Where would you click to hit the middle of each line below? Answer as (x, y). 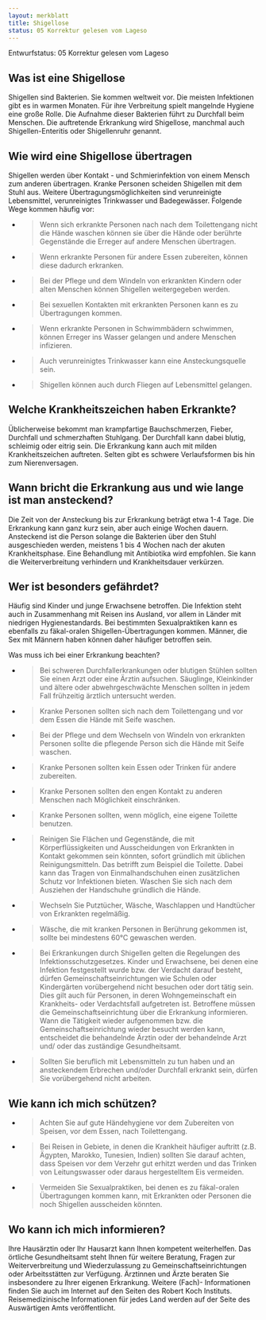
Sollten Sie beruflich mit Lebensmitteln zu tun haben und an (137, 1062)
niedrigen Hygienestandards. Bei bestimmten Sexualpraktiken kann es (123, 623)
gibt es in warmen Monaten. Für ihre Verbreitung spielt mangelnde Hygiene (131, 106)
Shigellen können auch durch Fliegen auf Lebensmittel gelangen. (146, 385)
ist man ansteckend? (61, 500)
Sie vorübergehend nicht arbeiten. (96, 1079)
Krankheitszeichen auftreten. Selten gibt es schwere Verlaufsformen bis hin (132, 454)
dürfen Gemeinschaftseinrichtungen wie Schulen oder (128, 978)
